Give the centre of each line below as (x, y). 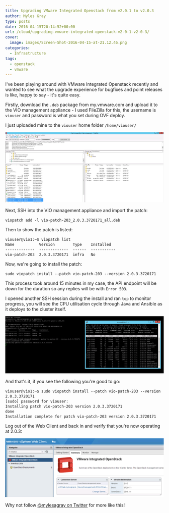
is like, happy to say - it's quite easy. (43, 95)
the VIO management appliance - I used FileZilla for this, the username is (81, 110)
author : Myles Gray (26, 16)
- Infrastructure (28, 53)
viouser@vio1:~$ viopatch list (38, 240)
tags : (11, 59)
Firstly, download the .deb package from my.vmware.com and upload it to (81, 105)
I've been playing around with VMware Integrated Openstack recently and (82, 84)
